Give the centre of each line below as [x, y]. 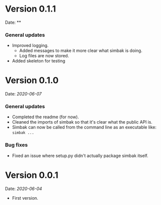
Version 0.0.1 [32, 175]
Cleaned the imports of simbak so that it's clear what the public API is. [82, 122]
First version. [25, 198]
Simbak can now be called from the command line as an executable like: [84, 127]
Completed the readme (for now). [45, 117]
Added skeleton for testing [39, 61]
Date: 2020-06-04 [24, 189]
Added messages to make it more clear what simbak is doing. [81, 51]
